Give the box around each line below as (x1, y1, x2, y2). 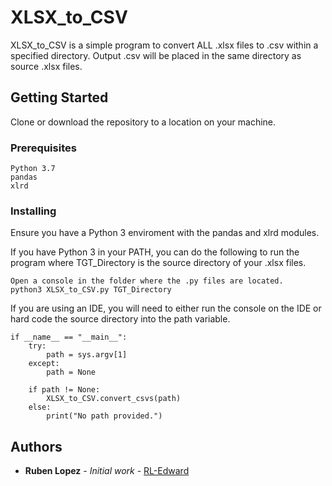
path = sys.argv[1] (46, 350, 128, 360)
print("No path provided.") (46, 411, 163, 421)
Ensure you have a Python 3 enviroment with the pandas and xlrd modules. (10, 227, 320, 239)
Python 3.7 (10, 164, 56, 174)
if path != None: (28, 385, 101, 395)
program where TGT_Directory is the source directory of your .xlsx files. (10, 257, 307, 269)
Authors (10, 438, 63, 455)
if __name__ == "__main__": (10, 332, 128, 343)
